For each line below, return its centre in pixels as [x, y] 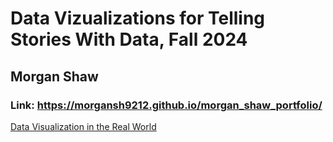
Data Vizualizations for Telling [138, 18]
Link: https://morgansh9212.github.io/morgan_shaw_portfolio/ [166, 105]
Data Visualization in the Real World [83, 126]
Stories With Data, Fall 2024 [129, 39]
